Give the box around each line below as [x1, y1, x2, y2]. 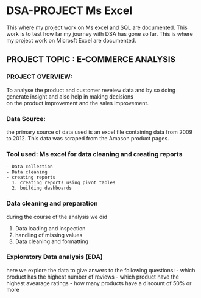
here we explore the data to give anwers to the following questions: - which [6, 266, 196, 274]
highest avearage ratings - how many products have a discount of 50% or [6, 279, 192, 286]
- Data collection [6, 164, 53, 170]
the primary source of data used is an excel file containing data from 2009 [6, 128, 193, 136]
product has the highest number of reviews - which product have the [6, 273, 180, 280]
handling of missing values [15, 231, 83, 238]
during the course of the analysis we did [6, 213, 108, 220]
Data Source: [6, 114, 46, 123]
